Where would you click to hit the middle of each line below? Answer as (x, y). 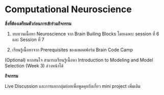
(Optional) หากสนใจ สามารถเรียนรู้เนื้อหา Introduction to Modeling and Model (79, 60)
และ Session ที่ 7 (28, 39)
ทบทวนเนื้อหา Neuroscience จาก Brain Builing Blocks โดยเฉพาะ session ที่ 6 (86, 34)
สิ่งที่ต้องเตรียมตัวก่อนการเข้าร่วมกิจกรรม (38, 23)
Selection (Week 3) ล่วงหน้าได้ (34, 65)
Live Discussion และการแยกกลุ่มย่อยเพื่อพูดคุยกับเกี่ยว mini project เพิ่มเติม (73, 86)
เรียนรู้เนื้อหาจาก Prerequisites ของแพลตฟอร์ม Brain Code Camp (73, 50)
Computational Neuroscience (68, 9)
